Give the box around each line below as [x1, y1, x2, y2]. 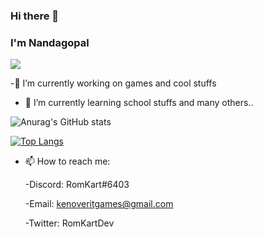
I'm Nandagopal [10, 35, 90, 49]
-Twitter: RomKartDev [24, 217, 115, 229]
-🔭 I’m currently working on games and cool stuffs [10, 77, 217, 89]
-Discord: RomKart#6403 [24, 179, 130, 191]
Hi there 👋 [10, 9, 60, 23]
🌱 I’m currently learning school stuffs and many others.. [24, 97, 254, 109]
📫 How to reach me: [24, 155, 111, 168]
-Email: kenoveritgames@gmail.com [24, 198, 174, 210]
